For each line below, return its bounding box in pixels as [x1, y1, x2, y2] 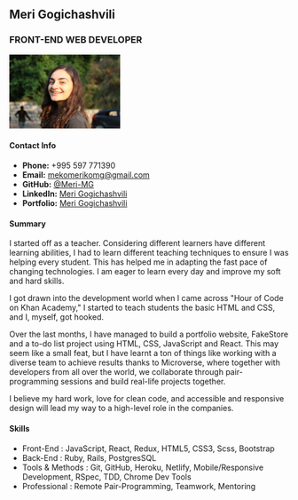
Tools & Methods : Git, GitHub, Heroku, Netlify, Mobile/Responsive [21, 462, 264, 472]
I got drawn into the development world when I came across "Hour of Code [9, 293, 284, 304]
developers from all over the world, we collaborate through [9, 367, 224, 377]
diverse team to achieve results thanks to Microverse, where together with [9, 357, 281, 368]
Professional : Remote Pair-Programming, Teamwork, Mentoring [21, 480, 256, 491]
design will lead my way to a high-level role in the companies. [9, 403, 234, 414]
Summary [9, 218, 46, 229]
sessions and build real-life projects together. [60, 377, 226, 387]
